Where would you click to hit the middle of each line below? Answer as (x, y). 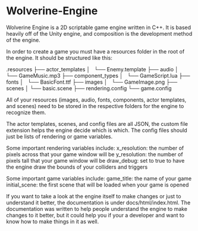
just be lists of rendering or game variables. (59, 136)
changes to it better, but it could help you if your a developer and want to (95, 215)
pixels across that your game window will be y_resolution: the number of (95, 154)
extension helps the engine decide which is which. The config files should (97, 130)
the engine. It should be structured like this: (59, 58)
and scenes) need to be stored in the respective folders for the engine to (95, 106)
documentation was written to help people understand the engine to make (97, 208)
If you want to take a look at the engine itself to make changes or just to (94, 196)
